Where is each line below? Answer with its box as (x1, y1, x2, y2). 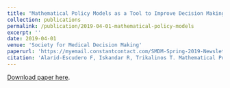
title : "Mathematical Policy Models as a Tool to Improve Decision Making (7, 10, 225, 17)
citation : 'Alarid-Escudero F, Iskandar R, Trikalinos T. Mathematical (7, 55, 216, 61)
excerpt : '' (7, 29, 41, 36)
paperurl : (7, 48, 36, 55)
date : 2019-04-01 (7, 35, 57, 42)
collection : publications (7, 16, 81, 23)
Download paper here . (7, 73, 71, 81)
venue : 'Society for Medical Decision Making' (7, 42, 142, 48)
